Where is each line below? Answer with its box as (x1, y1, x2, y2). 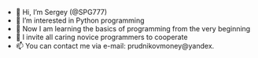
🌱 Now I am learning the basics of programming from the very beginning (15, 24, 251, 33)
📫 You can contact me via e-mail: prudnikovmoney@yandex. (15, 42, 215, 50)
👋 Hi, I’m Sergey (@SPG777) (15, 8, 108, 16)
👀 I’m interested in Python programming (15, 16, 145, 25)
